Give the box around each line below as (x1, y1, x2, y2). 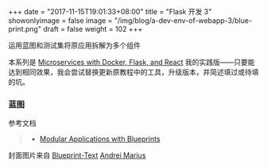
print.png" (8, 25, 42, 33)
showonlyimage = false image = (8, 16, 113, 25)
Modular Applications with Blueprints (39, 134, 161, 144)
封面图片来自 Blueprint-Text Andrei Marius (8, 151, 146, 160)
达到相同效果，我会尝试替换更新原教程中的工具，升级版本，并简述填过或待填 (8, 67, 259, 77)
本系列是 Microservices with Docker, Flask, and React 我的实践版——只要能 (8, 58, 255, 67)
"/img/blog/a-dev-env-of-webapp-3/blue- (114, 16, 253, 25)
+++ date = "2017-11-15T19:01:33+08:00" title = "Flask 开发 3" (8, 7, 212, 16)
